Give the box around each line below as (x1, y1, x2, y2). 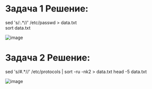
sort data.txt (5, 24, 31, 30)
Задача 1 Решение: (5, 3, 89, 14)
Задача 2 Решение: (5, 52, 91, 63)
